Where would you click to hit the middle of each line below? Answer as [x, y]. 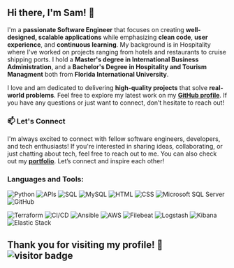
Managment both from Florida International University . [88, 74]
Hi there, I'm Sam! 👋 [51, 13]
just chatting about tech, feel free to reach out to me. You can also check [112, 154]
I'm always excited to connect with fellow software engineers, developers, [114, 139]
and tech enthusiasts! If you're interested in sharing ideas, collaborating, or [115, 147]
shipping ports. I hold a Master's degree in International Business [103, 59]
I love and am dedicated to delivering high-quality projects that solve [108, 87]
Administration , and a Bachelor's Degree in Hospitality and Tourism [107, 66]
